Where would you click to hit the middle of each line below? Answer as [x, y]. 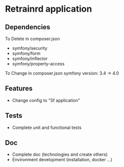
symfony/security [30, 48]
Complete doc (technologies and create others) [60, 154]
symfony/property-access [38, 64]
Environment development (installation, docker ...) [62, 160]
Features [19, 89]
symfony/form [26, 53]
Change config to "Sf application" [46, 100]
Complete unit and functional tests [47, 127]
